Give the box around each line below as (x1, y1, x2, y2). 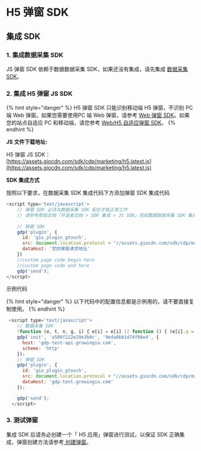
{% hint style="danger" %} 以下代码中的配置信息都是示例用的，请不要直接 (6, 298, 190, 305)
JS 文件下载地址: (6, 139, 48, 146)
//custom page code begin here (17, 257, 95, 263)
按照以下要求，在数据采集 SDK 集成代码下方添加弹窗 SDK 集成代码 (6, 190, 170, 197)
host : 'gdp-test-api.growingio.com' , (22, 339, 117, 345)
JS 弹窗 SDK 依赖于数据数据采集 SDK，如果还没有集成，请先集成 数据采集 (6, 65, 188, 73)
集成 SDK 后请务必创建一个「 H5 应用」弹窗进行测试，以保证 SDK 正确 (6, 431, 180, 438)
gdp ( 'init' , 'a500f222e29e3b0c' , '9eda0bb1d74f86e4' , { (17, 334, 160, 341)
